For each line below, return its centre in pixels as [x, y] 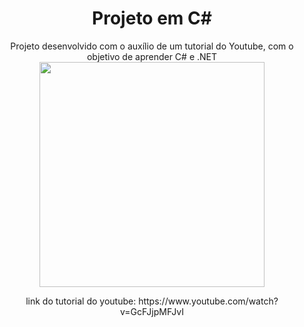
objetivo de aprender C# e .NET [152, 56]
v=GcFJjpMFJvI [152, 311]
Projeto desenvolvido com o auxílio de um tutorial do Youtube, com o [152, 46]
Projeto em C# [152, 18]
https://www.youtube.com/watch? [208, 301]
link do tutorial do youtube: [81, 301]
